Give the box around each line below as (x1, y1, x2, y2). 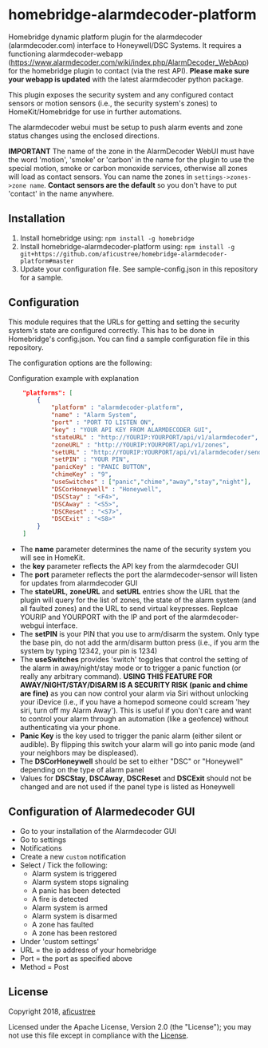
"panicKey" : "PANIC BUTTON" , (50, 463, 152, 471)
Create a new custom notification (19, 851, 126, 861)
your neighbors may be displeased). (19, 748, 139, 758)
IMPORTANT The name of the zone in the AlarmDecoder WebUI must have (8, 146, 255, 156)
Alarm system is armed (31, 903, 108, 912)
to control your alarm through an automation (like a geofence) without (19, 714, 249, 724)
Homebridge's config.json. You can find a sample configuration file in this (8, 334, 250, 343)
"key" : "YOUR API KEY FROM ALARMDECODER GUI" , (50, 426, 213, 434)
